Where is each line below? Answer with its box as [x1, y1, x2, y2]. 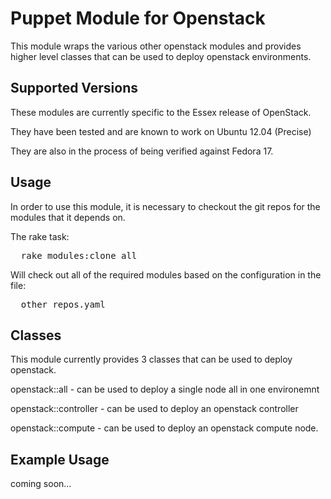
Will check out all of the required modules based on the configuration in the [10, 268, 322, 281]
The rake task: [10, 230, 70, 242]
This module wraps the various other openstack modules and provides [10, 40, 302, 52]
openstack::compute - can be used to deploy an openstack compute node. [10, 422, 319, 434]
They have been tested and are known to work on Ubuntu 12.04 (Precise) [10, 125, 312, 137]
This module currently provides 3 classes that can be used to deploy [10, 353, 293, 366]
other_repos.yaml [20, 298, 106, 310]
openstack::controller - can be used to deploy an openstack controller [10, 403, 299, 415]
